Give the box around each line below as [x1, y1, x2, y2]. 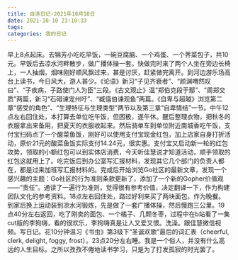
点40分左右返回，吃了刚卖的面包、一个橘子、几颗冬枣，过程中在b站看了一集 [7, 210, 230, 218]
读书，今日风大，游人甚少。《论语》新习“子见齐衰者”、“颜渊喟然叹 [19, 77, 211, 86]
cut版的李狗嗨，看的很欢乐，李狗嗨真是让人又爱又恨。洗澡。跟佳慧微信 [7, 219, 215, 227]
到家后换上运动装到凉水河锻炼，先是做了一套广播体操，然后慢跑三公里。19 [7, 201, 225, 210]
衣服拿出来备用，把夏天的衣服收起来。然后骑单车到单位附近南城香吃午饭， [7, 121, 225, 130]
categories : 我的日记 [7, 30, 67, 38]
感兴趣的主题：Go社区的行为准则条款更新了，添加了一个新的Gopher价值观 [7, 174, 224, 183]
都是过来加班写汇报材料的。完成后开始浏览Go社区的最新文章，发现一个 [19, 166, 227, 174]
